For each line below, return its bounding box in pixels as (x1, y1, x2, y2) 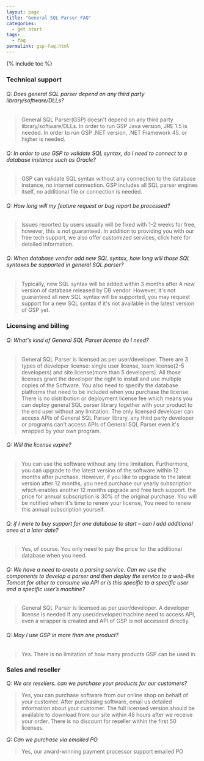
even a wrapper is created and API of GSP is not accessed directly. (21, 617, 191, 625)
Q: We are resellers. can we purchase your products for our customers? (6, 680, 188, 687)
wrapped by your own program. (21, 427, 101, 434)
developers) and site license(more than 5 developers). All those (21, 368, 181, 376)
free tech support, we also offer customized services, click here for (21, 234, 191, 241)
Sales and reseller (6, 665, 61, 674)
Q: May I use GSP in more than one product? (6, 631, 119, 638)
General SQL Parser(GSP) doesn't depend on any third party (21, 116, 173, 123)
